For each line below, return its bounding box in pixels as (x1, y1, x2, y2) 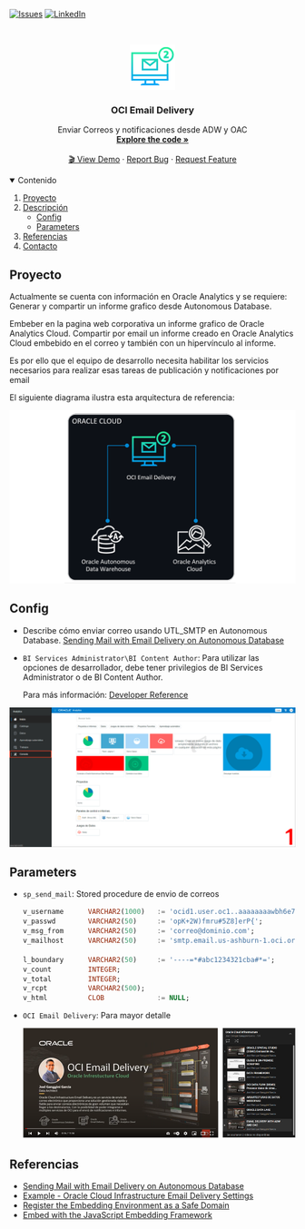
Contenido (17, 175, 57, 186)
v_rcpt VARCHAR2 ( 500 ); (22, 984, 145, 993)
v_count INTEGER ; (22, 965, 121, 974)
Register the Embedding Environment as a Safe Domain (22, 1200, 230, 1211)
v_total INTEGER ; (22, 974, 121, 984)
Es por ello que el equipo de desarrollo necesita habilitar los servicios (9, 355, 270, 367)
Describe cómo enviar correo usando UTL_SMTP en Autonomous (22, 624, 268, 635)
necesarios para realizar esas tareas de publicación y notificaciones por (9, 365, 280, 376)
